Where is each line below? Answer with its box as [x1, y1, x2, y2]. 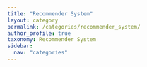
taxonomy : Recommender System [7, 36, 97, 43]
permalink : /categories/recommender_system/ [7, 23, 141, 30]
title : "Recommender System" [7, 10, 93, 17]
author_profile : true [7, 29, 71, 37]
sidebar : [7, 43, 33, 50]
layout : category [7, 17, 59, 24]
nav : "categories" [13, 50, 69, 57]
